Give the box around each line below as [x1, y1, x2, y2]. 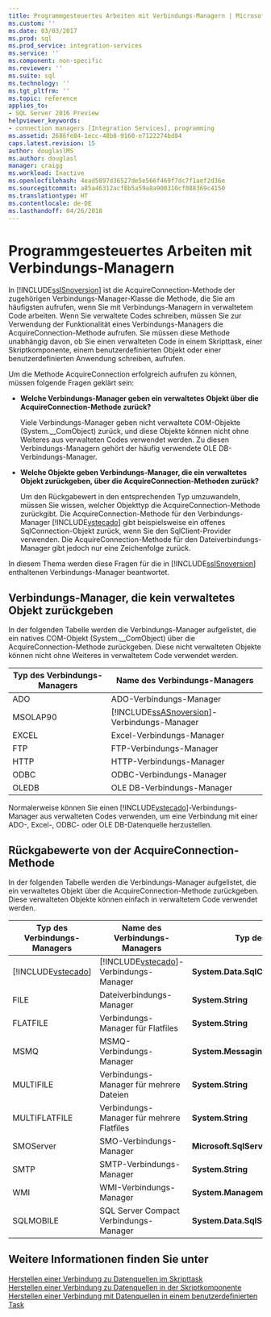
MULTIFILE [12, 1078, 54, 1090]
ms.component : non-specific [8, 57, 103, 65]
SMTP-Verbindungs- [99, 1158, 181, 1169]
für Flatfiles [135, 1022, 179, 1033]
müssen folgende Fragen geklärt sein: [8, 378, 135, 388]
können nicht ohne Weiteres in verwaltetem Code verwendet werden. [8, 651, 239, 661]
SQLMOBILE [12, 1215, 59, 1226]
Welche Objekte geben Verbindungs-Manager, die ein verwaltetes [19, 468, 248, 477]
